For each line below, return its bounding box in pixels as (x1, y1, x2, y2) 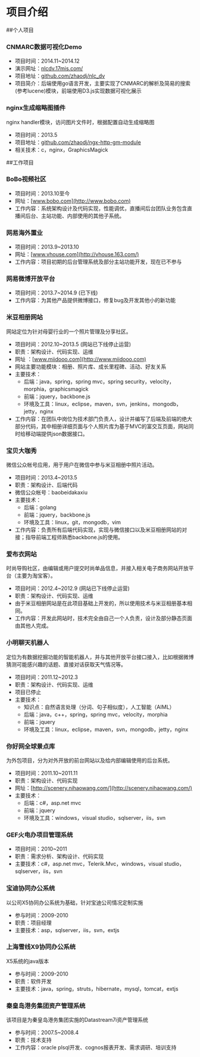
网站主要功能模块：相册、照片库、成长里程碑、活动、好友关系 (14, 362, 167, 370)
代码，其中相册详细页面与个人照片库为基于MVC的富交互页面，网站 (25, 422, 189, 430)
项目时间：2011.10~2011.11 (14, 769, 78, 776)
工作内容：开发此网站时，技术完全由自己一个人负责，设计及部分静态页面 (14, 614, 192, 622)
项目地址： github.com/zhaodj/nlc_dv (14, 72, 105, 79)
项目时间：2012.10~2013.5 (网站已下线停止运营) (14, 340, 132, 348)
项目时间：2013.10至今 (14, 189, 70, 197)
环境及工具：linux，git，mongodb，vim (23, 519, 121, 526)
